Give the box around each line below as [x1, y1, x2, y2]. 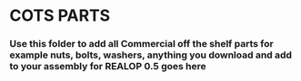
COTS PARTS [9, 5, 111, 26]
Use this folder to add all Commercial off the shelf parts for [9, 38, 275, 50]
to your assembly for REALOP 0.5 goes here [9, 60, 206, 73]
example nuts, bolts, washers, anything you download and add [9, 49, 293, 61]
